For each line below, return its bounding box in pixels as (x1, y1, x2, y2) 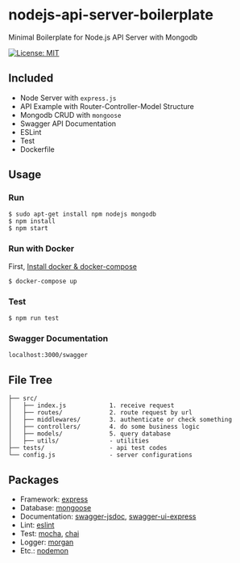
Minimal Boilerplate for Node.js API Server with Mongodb (8, 32, 198, 42)
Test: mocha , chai (19, 528, 80, 538)
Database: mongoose (19, 502, 92, 512)
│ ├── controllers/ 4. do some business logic (8, 422, 200, 431)
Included (8, 71, 54, 86)
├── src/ (8, 394, 38, 403)
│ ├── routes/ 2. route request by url (8, 409, 193, 417)
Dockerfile (19, 144, 55, 154)
